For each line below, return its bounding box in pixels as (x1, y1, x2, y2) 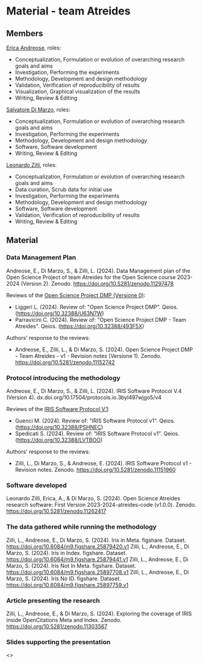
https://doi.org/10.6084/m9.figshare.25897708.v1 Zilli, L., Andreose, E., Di (6, 568, 189, 576)
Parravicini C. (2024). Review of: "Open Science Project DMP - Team (14, 316, 187, 323)
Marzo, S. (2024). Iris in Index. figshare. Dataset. (6, 549, 127, 556)
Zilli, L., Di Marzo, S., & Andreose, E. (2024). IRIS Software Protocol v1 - (14, 459, 192, 467)
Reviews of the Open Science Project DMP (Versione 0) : (6, 291, 146, 299)
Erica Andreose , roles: (6, 44, 62, 51)
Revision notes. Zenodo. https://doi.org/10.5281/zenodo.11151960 (14, 466, 176, 473)
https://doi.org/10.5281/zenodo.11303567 (6, 623, 107, 630)
